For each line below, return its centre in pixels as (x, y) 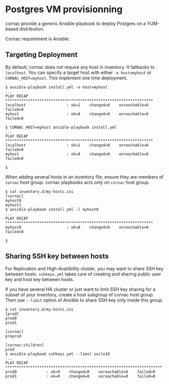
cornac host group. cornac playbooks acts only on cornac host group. (77, 182)
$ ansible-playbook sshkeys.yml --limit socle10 (58, 354)
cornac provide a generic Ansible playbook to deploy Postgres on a (76, 23)
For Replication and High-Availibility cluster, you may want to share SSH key (84, 268)
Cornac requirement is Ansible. (38, 39)
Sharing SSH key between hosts (57, 256)
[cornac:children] (25, 345)
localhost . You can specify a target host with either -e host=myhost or (78, 72)
